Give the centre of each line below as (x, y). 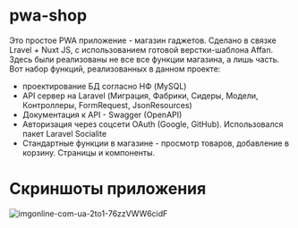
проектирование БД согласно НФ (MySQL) (104, 86)
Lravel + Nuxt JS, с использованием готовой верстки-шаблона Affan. (141, 49)
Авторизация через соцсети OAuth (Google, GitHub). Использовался (153, 124)
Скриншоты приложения (108, 189)
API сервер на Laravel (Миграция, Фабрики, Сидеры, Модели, (140, 96)
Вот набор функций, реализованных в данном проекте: (115, 69)
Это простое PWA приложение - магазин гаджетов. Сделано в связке (143, 40)
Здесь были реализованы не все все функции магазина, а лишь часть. (145, 59)
